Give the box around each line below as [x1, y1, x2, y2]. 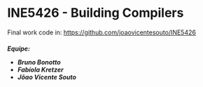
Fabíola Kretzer [17, 65, 64, 74]
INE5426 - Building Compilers [7, 5, 184, 21]
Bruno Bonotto [17, 58, 61, 66]
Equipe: [7, 44, 30, 53]
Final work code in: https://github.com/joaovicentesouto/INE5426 [7, 28, 196, 36]
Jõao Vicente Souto [17, 72, 77, 81]
